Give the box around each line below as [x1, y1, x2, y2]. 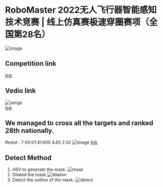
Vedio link [5, 86, 36, 95]
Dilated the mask [12, 172, 46, 178]
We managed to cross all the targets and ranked [5, 119, 154, 127]
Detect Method [5, 153, 52, 162]
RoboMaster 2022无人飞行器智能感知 [5, 4, 157, 16]
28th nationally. [5, 126, 54, 135]
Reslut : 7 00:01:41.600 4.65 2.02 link [5, 140, 98, 145]
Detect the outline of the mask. [12, 177, 75, 183]
